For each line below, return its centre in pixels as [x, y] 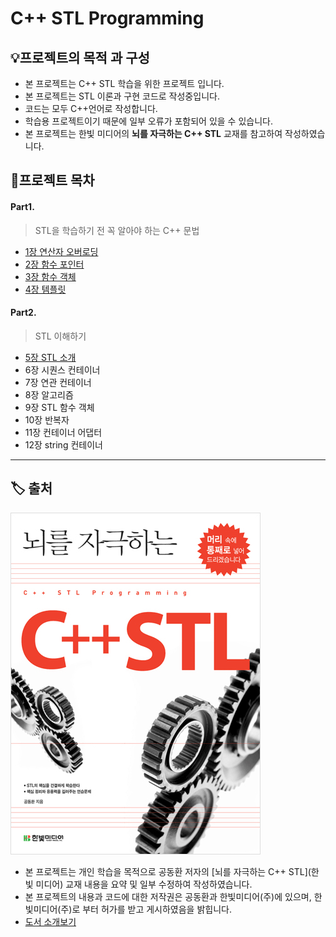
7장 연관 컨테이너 [58, 382]
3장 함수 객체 [50, 276]
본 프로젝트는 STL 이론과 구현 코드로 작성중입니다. [122, 96]
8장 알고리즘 [49, 394]
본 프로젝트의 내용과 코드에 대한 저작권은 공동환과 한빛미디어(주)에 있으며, [168, 896]
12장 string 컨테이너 [63, 444]
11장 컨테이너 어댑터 [63, 432]
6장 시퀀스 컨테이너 [62, 369]
